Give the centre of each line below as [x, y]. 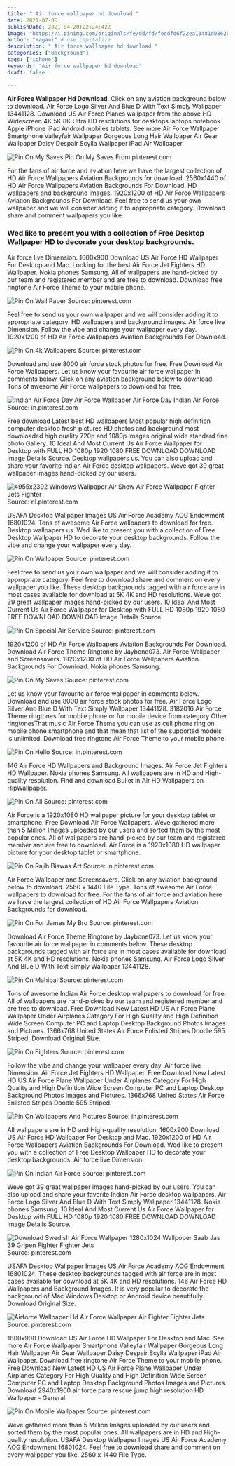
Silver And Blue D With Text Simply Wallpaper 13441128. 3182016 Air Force [114, 708]
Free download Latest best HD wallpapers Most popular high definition [109, 421]
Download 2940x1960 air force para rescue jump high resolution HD [106, 1390]
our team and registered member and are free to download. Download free [115, 280]
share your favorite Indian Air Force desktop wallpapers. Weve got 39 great [115, 465]
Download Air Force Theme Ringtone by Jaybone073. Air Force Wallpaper [114, 651]
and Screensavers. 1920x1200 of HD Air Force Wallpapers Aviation [103, 659]
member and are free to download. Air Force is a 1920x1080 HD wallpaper [114, 845]
